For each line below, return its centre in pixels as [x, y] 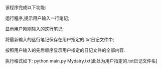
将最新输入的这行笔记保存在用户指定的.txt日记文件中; [60, 40]
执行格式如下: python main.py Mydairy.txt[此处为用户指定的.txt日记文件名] [82, 61]
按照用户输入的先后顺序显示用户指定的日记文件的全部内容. [65, 50]
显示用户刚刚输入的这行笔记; [35, 29]
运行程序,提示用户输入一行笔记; [37, 18]
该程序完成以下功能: [26, 7]
